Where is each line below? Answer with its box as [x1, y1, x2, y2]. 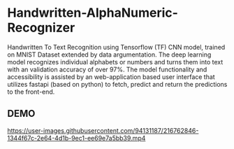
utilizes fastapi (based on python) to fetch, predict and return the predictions [7, 80, 228, 88]
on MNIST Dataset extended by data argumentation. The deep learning [7, 50, 212, 59]
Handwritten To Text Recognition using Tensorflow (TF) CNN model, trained [7, 43, 226, 51]
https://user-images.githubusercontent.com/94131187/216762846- [7, 126, 199, 134]
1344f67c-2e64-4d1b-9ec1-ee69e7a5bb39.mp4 [7, 134, 146, 142]
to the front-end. [7, 87, 55, 96]
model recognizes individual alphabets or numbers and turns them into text [7, 57, 224, 66]
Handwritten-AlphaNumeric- [7, 5, 178, 21]
